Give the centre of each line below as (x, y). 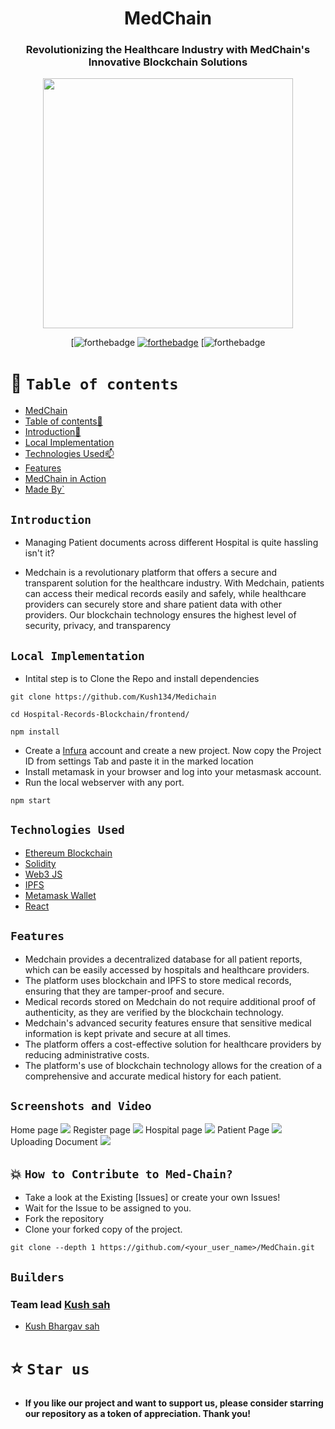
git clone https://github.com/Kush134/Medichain (113, 697)
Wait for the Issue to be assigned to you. (108, 1208)
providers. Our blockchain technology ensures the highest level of (160, 615)
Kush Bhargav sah (62, 1326)
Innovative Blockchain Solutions (168, 62)
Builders (37, 1277)
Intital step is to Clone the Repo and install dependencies (142, 679)
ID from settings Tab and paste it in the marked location (139, 761)
